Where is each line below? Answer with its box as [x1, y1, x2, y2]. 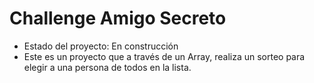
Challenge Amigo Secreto [9, 7, 227, 30]
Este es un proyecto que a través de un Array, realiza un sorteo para [23, 50, 306, 62]
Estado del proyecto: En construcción [23, 40, 179, 52]
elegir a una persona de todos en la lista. [23, 61, 192, 73]
